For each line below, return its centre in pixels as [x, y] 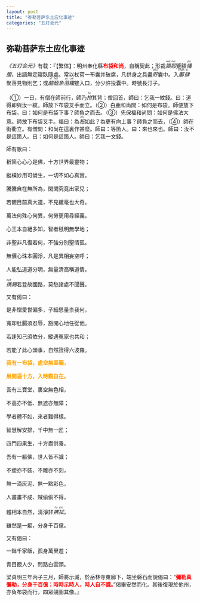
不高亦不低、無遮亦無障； [38, 403]
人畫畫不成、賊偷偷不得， [38, 497]
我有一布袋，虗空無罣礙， [38, 363]
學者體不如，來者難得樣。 [38, 417]
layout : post [22, 12]
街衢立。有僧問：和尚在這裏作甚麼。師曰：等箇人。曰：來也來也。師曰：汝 [98, 129]
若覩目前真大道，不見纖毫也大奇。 [48, 203]
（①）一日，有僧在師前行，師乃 [47, 98]
